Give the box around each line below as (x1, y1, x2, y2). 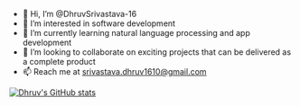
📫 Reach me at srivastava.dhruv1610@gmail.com (22, 66, 207, 76)
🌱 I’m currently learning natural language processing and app (22, 28, 250, 38)
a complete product (22, 57, 97, 66)
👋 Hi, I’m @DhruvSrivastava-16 (22, 9, 137, 19)
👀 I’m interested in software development (22, 18, 176, 29)
